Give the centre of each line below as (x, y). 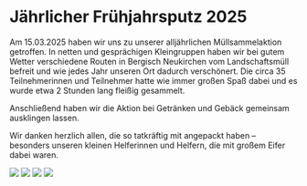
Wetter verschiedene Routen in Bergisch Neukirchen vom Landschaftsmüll (149, 61)
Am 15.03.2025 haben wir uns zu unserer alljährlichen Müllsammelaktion (146, 42)
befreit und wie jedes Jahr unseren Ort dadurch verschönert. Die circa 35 (148, 71)
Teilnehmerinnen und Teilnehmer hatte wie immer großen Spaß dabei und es (153, 80)
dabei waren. (34, 155)
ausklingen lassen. (44, 118)
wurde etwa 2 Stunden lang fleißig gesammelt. (97, 90)
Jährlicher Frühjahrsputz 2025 (128, 17)
